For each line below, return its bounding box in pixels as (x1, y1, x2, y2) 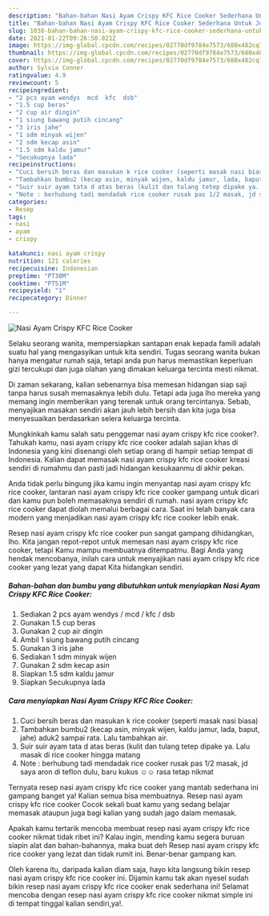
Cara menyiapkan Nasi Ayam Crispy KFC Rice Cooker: (8, 696, 194, 705)
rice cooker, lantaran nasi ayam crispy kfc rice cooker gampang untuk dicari (8, 488, 259, 496)
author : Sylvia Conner (8, 64, 84, 72)
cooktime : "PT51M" (8, 279, 70, 287)
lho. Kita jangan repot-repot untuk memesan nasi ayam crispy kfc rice (8, 537, 239, 546)
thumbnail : (8, 49, 45, 57)
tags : (8, 213, 26, 221)
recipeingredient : (8, 86, 70, 94)
